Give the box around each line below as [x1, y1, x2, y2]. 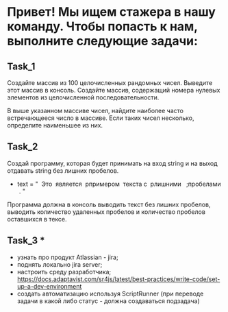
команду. [7, 19, 64, 34]
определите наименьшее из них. [7, 121, 103, 129]
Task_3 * [7, 235, 45, 247]
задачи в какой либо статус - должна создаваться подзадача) [16, 296, 200, 305]
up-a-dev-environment [16, 282, 82, 290]
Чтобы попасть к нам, [66, 19, 198, 34]
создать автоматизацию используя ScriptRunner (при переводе [16, 289, 204, 298]
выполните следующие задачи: [7, 34, 199, 49]
